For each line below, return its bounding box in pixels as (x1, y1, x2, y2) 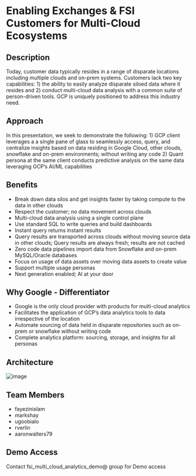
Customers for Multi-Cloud (6, 16, 141, 30)
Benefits (6, 180, 38, 190)
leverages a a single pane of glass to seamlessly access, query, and (6, 138, 171, 145)
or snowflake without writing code (28, 328, 111, 335)
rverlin (14, 424, 31, 431)
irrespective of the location (14, 315, 80, 322)
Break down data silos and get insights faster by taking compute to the (14, 195, 186, 202)
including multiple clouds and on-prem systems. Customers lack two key (6, 75, 182, 81)
